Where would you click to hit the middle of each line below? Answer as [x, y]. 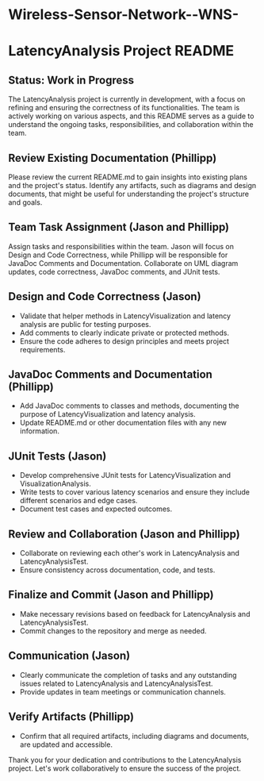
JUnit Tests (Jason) [57, 456]
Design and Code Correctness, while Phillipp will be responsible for [118, 255]
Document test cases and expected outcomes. [96, 509]
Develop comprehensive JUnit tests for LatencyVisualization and [125, 475]
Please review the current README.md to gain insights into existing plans [128, 177]
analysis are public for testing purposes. [85, 324]
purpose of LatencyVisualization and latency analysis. [107, 414]
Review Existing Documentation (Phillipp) [113, 158]
